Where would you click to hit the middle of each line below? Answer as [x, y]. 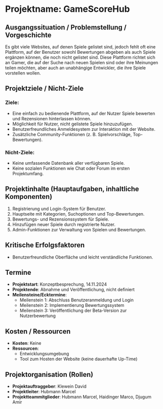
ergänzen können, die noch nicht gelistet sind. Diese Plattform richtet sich [80, 57]
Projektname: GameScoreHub [67, 9]
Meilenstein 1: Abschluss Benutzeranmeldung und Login [77, 300]
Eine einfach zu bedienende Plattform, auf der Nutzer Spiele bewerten [84, 113]
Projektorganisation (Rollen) [49, 374]
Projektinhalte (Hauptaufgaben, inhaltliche [72, 189]
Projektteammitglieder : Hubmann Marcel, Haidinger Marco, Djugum [82, 397]
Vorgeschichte [28, 35]
